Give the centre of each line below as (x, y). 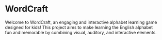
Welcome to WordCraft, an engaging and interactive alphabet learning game (81, 22)
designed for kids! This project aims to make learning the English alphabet (79, 27)
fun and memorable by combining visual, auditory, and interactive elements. (81, 32)
